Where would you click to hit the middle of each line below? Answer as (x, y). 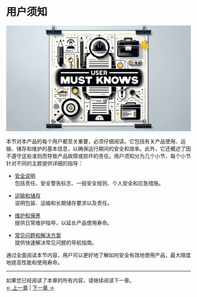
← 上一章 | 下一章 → (30, 288)
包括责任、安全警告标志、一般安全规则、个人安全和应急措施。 (89, 183)
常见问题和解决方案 (38, 235)
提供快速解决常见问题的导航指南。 (56, 242)
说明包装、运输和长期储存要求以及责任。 (63, 203)
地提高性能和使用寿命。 (34, 262)
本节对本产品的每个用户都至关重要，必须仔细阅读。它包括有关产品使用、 (93, 141)
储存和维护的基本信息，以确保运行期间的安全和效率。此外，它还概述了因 (103, 148)
